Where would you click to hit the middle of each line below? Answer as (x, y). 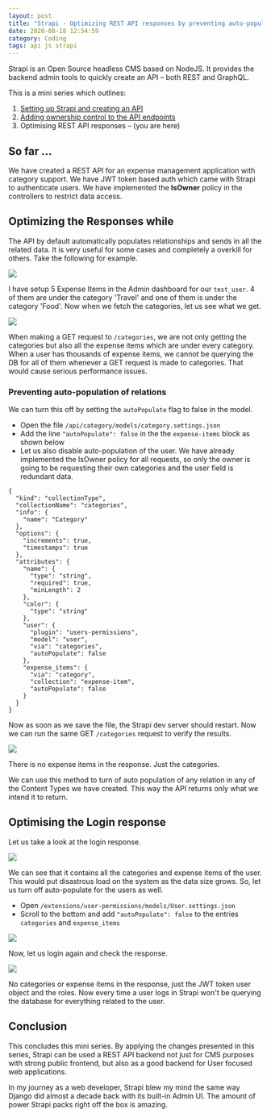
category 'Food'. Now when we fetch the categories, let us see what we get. (135, 306)
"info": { (32, 513)
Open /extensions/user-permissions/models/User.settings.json (128, 905)
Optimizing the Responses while (91, 221)
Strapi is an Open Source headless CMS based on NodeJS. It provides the (131, 69)
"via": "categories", (66, 647)
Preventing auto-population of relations (88, 392)
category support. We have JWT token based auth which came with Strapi (132, 179)
